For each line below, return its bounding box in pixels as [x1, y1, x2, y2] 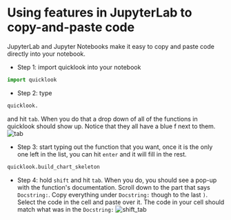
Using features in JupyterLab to [7, 5, 192, 21]
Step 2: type [17, 88, 52, 97]
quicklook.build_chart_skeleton [7, 163, 100, 170]
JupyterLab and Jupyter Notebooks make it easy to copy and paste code [7, 42, 215, 50]
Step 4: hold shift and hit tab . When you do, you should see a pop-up [17, 176, 217, 184]
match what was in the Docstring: [17, 205, 114, 213]
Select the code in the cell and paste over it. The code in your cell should [17, 198, 225, 206]
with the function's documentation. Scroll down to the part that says [17, 183, 210, 191]
